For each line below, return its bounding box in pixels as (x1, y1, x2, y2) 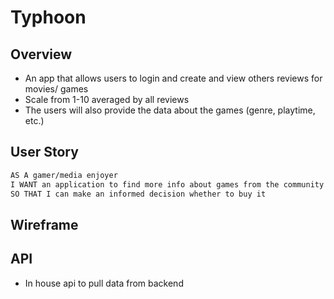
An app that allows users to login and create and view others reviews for (24, 72, 323, 84)
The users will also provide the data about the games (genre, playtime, (24, 104, 316, 116)
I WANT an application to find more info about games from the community (10, 179, 325, 190)
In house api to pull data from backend (24, 277, 184, 289)
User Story (10, 144, 79, 161)
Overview (10, 46, 73, 63)
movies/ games (24, 83, 89, 95)
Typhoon (10, 6, 87, 29)
